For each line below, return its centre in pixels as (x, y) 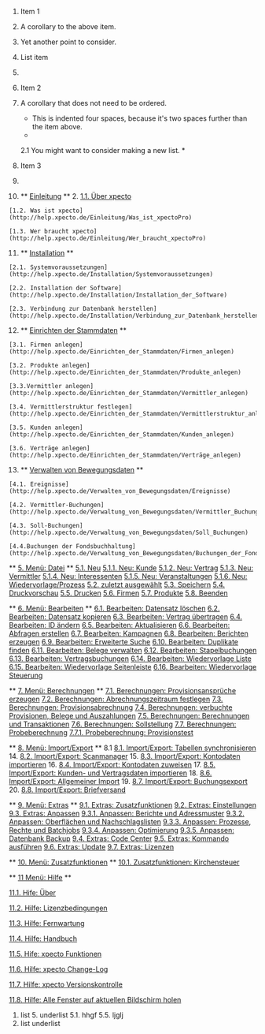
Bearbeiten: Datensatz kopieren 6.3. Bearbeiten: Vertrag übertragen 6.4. (126, 617)
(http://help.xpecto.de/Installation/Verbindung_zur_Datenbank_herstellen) (136, 315)
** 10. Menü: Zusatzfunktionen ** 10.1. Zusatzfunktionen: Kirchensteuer (124, 862)
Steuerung (26, 675)
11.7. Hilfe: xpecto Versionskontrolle (66, 984)
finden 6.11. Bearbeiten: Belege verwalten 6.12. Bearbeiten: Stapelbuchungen (133, 650)
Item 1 (30, 11)
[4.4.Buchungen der (41, 547)
